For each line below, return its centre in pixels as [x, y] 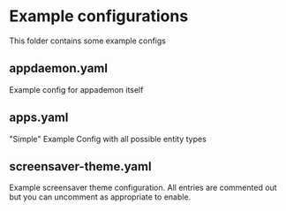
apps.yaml [39, 118]
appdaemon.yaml [59, 68]
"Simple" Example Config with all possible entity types [108, 139]
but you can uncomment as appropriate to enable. [100, 197]
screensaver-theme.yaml [80, 166]
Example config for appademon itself [76, 89]
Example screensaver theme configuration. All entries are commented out [143, 188]
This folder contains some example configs [87, 41]
